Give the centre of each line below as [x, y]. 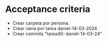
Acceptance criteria [48, 9]
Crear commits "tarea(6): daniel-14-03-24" [57, 33]
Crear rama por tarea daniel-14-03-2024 [55, 28]
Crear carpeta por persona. [41, 23]
